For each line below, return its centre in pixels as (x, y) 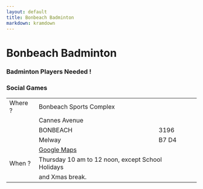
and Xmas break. (63, 177)
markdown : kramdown (31, 23)
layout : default (27, 12)
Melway (50, 139)
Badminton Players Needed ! (49, 72)
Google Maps (58, 150)
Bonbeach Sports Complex (77, 106)
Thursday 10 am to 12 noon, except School (100, 159)
